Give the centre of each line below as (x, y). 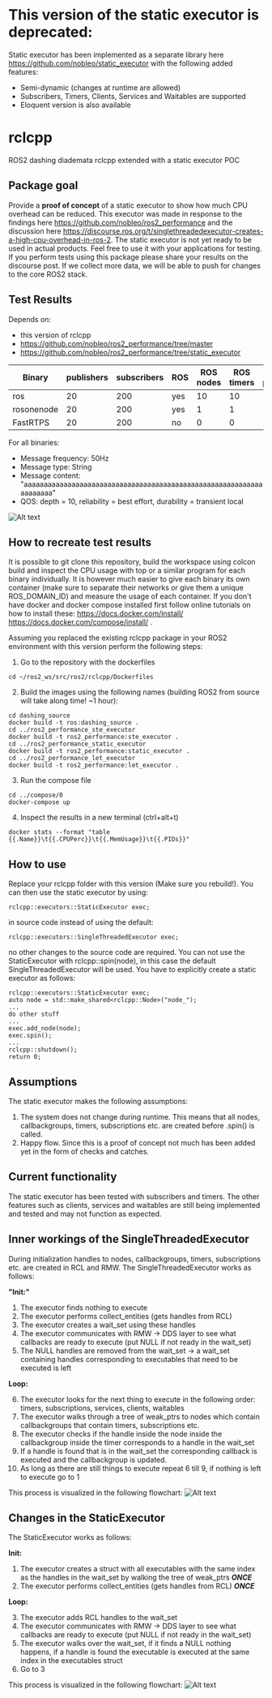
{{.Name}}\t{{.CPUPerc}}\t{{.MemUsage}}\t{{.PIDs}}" (99, 840)
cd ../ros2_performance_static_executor (78, 744)
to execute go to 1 (50, 1477)
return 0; (25, 1057)
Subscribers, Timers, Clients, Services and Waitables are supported (133, 96)
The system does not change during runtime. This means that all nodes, (140, 1116)
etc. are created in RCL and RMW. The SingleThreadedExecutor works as (130, 1267)
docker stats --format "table (59, 832)
